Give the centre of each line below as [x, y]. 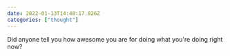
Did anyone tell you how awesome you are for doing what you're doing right [115, 39]
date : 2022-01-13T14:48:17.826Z [54, 13]
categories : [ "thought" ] [43, 20]
